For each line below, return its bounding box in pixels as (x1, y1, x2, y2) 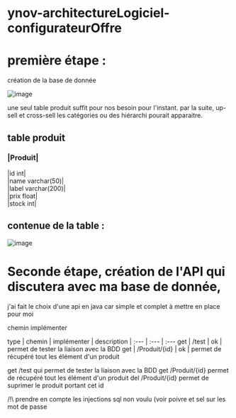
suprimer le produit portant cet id (7, 381, 104, 390)
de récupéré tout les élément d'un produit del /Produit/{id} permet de (7, 373, 209, 382)
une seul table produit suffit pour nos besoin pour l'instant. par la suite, (7, 104, 215, 112)
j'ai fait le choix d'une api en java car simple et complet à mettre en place (7, 302, 221, 310)
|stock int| (7, 199, 37, 207)
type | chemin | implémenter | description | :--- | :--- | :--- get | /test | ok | (7, 337, 223, 346)
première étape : (7, 53, 106, 69)
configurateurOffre (7, 20, 123, 36)
